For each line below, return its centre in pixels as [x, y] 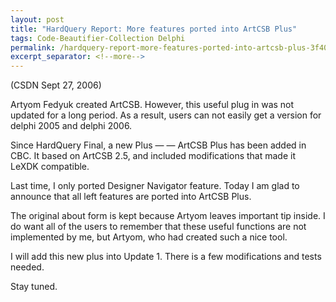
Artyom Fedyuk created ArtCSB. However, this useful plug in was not [152, 105]
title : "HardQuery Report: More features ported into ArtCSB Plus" [154, 29]
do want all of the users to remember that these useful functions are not [158, 227]
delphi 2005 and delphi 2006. [71, 126]
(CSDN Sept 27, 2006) [56, 85]
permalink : [33, 47]
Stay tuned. [34, 287]
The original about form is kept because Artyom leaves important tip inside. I [168, 216]
